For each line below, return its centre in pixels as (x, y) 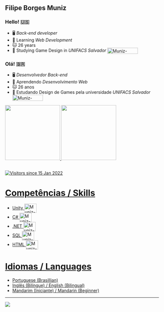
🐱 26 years (24, 45)
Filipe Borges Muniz (36, 8)
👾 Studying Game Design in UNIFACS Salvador (59, 50)
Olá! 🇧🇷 (15, 64)
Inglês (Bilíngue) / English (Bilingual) (48, 286)
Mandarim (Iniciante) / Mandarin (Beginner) (56, 291)
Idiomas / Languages (48, 267)
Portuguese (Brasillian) (35, 280)
